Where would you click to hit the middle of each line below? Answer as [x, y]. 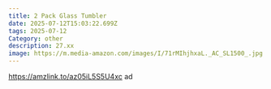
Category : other [36, 38]
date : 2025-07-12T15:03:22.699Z [63, 23]
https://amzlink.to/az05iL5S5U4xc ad [71, 76]
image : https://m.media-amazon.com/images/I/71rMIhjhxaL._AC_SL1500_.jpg [136, 53]
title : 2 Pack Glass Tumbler [58, 16]
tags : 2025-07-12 [38, 31]
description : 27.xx [41, 46]
